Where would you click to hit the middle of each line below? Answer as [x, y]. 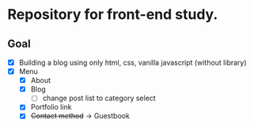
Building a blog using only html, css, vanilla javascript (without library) [133, 62]
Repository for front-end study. [113, 15]
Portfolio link [51, 107]
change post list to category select [99, 98]
